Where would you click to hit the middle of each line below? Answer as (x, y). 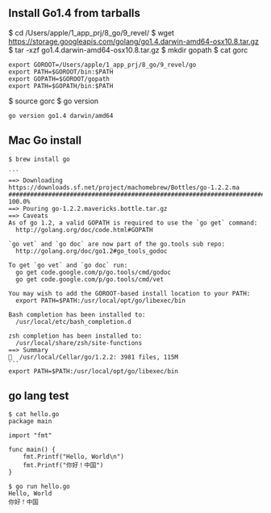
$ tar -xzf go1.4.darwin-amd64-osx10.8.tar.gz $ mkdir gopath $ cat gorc (128, 50)
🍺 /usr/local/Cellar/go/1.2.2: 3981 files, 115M (94, 357)
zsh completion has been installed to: (75, 336)
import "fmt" (30, 435)
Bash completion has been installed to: (77, 314)
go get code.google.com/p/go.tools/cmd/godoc (94, 272)
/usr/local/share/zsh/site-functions (79, 343)
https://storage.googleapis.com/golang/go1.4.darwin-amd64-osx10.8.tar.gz (134, 41)
